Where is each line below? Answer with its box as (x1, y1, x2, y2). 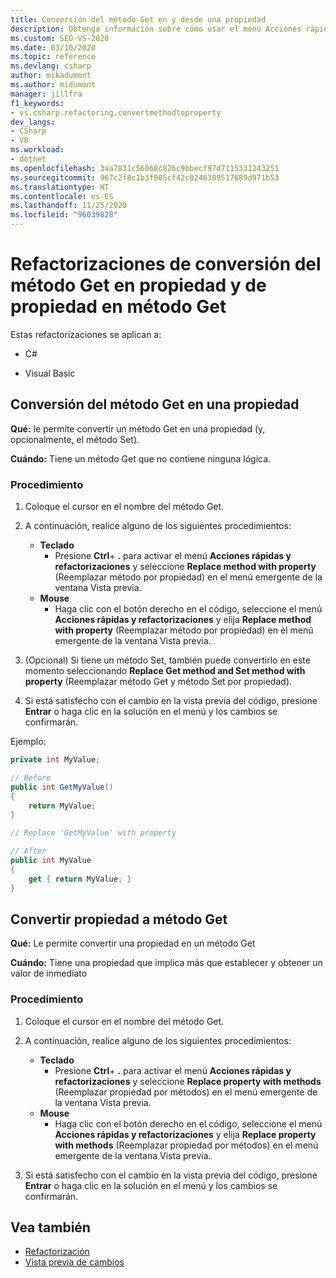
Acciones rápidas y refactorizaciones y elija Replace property (54, 1128, 317, 1140)
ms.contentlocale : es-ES (10, 191, 114, 201)
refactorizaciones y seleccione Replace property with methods (54, 1075, 322, 1087)
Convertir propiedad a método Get (10, 911, 228, 928)
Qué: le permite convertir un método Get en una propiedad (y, (10, 422, 266, 435)
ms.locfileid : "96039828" (10, 210, 118, 220)
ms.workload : (10, 145, 65, 155)
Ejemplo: (10, 736, 47, 748)
